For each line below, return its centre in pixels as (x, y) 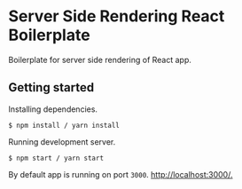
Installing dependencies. (53, 109)
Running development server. (62, 142)
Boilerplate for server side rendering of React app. (100, 59)
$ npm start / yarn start (56, 158)
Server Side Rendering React (117, 16)
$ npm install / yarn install (64, 125)
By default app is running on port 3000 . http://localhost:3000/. (121, 174)
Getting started (51, 87)
